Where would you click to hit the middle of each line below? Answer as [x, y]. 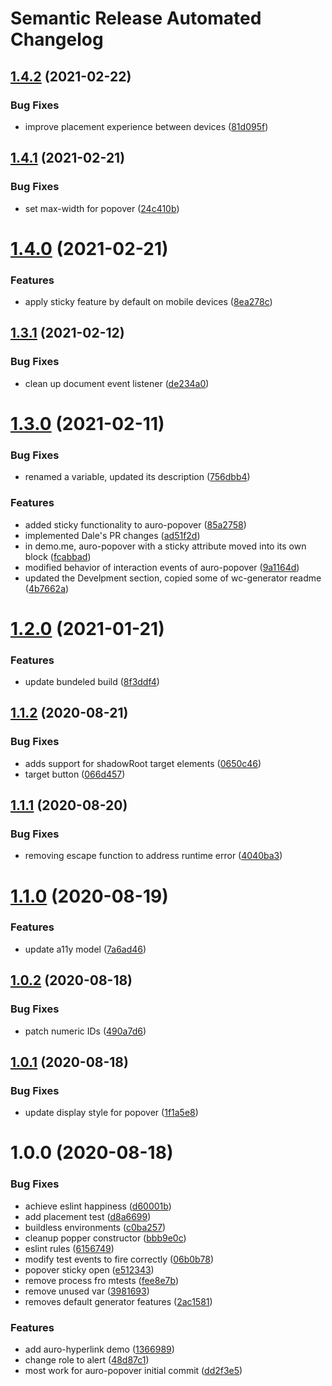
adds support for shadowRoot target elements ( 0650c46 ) [143, 763]
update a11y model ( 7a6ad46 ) [85, 949]
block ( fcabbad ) [58, 556]
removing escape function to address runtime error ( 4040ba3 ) [153, 856]
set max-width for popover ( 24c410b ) [102, 208]
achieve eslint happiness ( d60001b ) [98, 1206]
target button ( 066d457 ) [75, 774]
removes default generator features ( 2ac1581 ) [118, 1301]
